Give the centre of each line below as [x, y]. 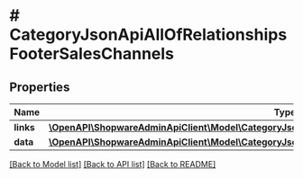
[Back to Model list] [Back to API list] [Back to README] [113, 164]
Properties [40, 87]
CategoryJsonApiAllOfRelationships [148, 35]
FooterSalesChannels [92, 54]
